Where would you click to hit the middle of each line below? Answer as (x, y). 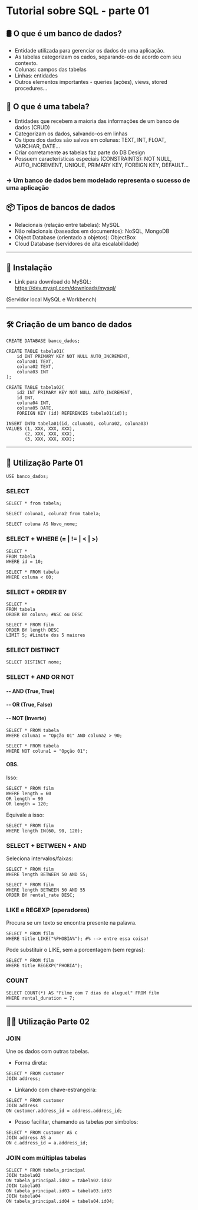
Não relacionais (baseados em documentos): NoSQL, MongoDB (92, 231)
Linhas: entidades (36, 76)
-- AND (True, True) (30, 691)
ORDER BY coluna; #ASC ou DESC (44, 614)
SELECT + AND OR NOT (40, 677)
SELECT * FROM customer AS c (42, 1133)
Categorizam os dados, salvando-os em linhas (71, 134)
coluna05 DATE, (35, 408)
